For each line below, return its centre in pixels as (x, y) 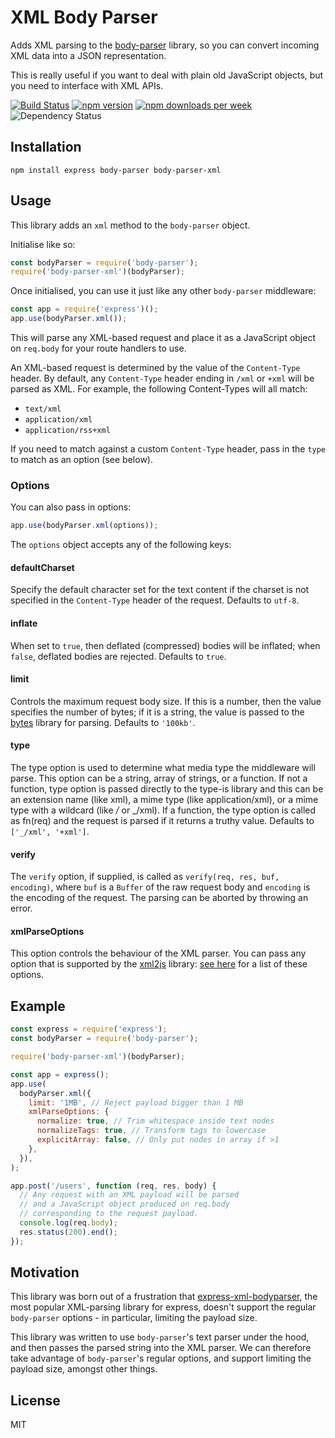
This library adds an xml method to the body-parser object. (130, 225)
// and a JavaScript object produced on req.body (124, 1204)
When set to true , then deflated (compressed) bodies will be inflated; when (165, 645)
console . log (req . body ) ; (68, 1223)
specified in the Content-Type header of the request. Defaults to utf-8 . (155, 600)
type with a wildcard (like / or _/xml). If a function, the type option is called (163, 810)
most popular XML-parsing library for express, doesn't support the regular (163, 1307)
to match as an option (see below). (81, 460)
